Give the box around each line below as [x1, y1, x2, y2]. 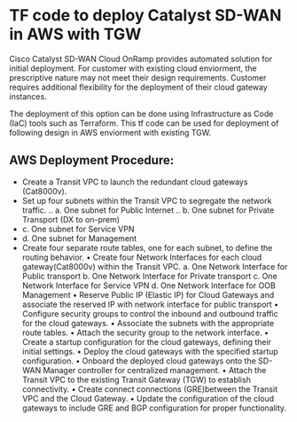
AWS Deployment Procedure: [9, 152, 175, 168]
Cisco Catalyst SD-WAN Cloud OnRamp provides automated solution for [9, 53, 273, 64]
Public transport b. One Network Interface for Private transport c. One [21, 270, 277, 281]
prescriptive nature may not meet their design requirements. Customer [9, 72, 267, 82]
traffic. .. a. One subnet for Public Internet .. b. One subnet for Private [21, 205, 275, 215]
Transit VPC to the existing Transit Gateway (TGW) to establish [21, 374, 251, 385]
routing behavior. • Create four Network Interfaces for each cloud [21, 252, 262, 262]
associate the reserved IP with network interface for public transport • [21, 299, 279, 309]
